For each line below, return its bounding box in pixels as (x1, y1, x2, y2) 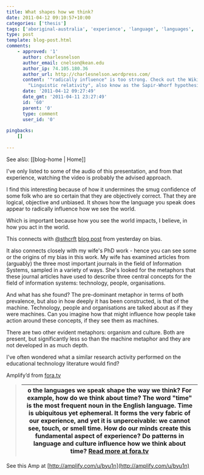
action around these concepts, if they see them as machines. (6, 317, 159, 324)
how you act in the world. (6, 223, 70, 231)
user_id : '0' (22, 116, 56, 122)
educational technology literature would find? (6, 359, 120, 367)
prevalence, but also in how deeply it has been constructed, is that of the (6, 297, 189, 305)
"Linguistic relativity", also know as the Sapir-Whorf (28, 83, 172, 89)
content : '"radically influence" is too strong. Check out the (22, 77, 186, 83)
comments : (6, 43, 32, 49)
